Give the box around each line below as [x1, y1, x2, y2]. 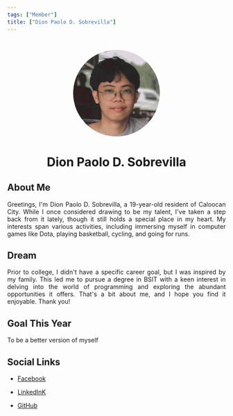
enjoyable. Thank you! [7, 297, 71, 306]
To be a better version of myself [7, 336, 98, 345]
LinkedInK [17, 388, 46, 396]
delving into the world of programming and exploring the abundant [7, 283, 226, 291]
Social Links [7, 356, 61, 367]
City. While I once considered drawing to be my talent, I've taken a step [7, 207, 226, 216]
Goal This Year [7, 318, 71, 329]
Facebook [17, 374, 46, 383]
